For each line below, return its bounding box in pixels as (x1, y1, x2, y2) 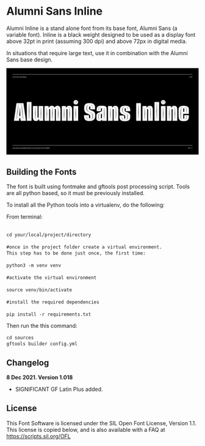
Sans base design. (6, 56, 53, 63)
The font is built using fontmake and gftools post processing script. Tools (6, 183, 190, 190)
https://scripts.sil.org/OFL (6, 433, 71, 440)
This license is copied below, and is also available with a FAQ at (6, 426, 166, 433)
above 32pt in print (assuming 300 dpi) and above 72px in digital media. (6, 37, 187, 45)
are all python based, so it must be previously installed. (6, 190, 145, 197)
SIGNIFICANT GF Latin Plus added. (15, 385, 103, 393)
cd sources (6, 335, 34, 341)
